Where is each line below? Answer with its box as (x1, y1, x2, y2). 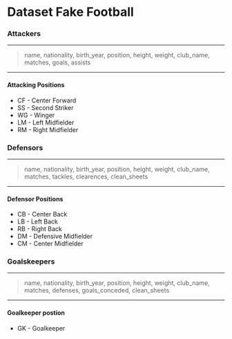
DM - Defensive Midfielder (17, 232, 93, 241)
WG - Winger (17, 111, 55, 119)
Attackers (7, 29, 41, 39)
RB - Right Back (17, 225, 62, 233)
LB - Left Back (17, 217, 59, 226)
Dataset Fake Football (7, 4, 135, 20)
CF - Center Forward (17, 96, 77, 104)
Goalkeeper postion (7, 309, 66, 317)
